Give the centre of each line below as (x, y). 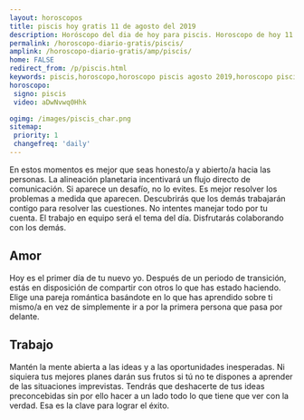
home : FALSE (32, 60)
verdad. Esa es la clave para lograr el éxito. (90, 405)
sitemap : (26, 127)
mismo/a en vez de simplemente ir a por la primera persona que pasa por (146, 307)
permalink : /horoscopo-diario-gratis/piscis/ (96, 43)
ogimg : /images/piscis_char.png (70, 119)
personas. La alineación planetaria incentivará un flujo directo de (130, 179)
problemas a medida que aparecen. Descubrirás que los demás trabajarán (148, 198)
